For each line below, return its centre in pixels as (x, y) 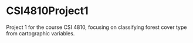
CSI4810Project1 (48, 11)
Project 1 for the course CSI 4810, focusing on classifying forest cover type (97, 27)
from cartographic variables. (40, 33)
